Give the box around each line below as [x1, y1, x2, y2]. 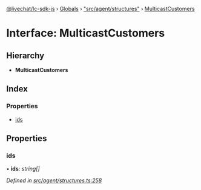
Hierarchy [6, 50, 45, 61]
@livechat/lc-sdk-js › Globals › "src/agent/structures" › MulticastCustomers [6, 5, 195, 12]
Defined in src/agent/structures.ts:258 [6, 177, 102, 184]
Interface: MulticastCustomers [6, 27, 165, 40]
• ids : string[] [6, 165, 41, 172]
